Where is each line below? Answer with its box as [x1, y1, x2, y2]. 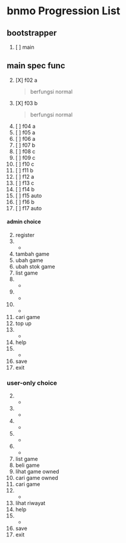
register [15, 232, 35, 239]
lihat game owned [15, 468, 59, 475]
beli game [15, 462, 40, 469]
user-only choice [7, 378, 57, 387]
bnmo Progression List [7, 4, 121, 18]
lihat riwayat [15, 500, 46, 507]
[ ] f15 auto [15, 192, 42, 199]
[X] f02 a [15, 76, 37, 84]
